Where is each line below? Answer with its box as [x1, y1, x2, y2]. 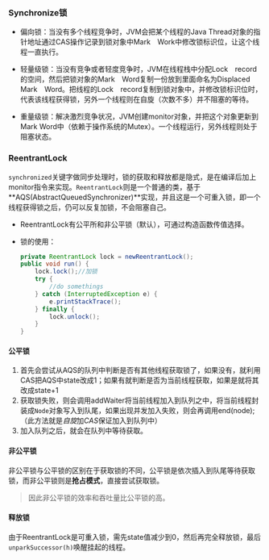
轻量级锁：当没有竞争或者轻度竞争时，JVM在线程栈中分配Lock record [19, 65, 258, 74]
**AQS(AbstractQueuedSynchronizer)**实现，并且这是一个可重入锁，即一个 [8, 192, 261, 202]
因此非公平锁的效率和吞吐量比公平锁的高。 [27, 492, 170, 502]
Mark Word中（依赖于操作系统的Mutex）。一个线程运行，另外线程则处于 [19, 122, 258, 132]
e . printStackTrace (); [49, 297, 122, 306]
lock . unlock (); [49, 312, 101, 320]
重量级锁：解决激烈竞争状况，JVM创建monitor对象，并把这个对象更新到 [19, 111, 259, 122]
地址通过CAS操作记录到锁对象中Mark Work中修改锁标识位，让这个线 [27, 37, 260, 47]
